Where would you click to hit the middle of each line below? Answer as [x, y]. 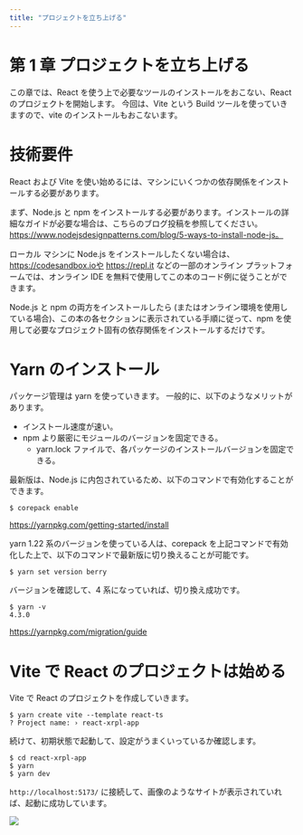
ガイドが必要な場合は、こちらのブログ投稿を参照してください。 [144, 223]
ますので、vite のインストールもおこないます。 [96, 115]
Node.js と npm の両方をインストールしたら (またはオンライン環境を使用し [149, 307]
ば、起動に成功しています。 [61, 803]
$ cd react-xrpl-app [48, 758]
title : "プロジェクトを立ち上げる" [68, 18]
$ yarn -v [28, 607]
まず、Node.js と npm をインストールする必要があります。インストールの [146, 212]
